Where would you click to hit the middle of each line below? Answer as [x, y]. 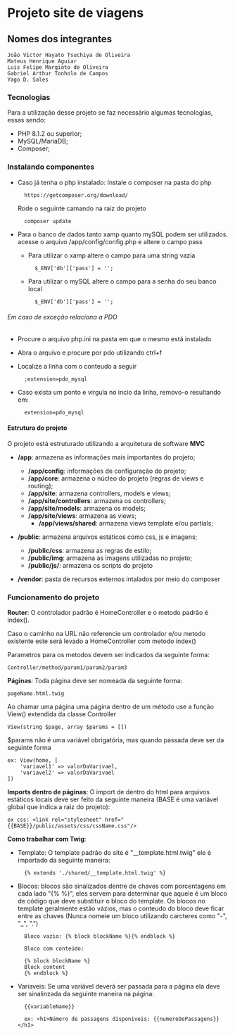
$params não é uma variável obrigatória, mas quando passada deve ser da [116, 740]
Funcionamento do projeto [53, 597]
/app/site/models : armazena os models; [87, 508]
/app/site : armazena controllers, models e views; [99, 493]
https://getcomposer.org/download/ [76, 195]
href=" [114, 820]
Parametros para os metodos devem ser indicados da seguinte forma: [108, 655]
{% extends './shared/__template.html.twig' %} [95, 873]
